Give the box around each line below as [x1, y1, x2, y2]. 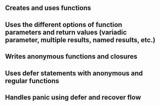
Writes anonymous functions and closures [5, 52, 137, 61]
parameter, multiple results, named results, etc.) [5, 36, 156, 44]
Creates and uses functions [5, 4, 91, 12]
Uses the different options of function [5, 21, 122, 29]
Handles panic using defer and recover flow [5, 93, 141, 102]
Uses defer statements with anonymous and [5, 69, 143, 77]
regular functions [5, 77, 60, 85]
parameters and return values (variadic [5, 28, 127, 36]
